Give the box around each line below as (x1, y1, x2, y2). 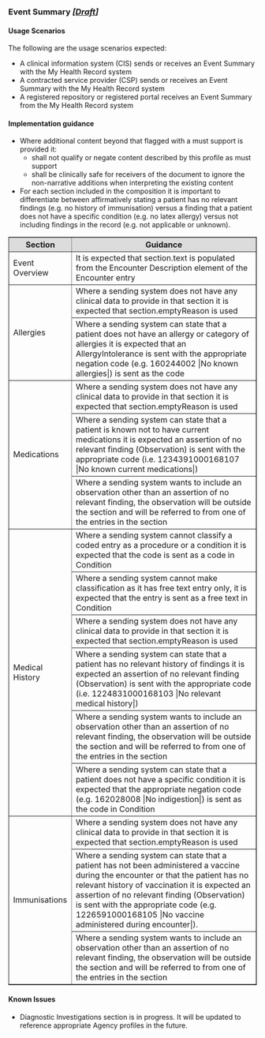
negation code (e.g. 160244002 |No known (75, 358, 239, 369)
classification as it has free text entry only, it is (75, 583, 247, 594)
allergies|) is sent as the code (75, 368, 185, 379)
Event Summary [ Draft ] (8, 6, 99, 17)
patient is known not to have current (75, 425, 209, 436)
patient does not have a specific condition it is (75, 774, 246, 785)
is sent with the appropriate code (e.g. (75, 899, 217, 910)
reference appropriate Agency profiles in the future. (19, 1021, 188, 1030)
